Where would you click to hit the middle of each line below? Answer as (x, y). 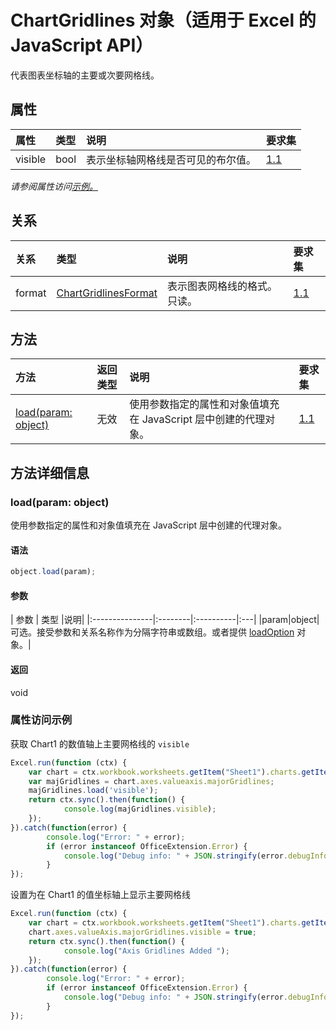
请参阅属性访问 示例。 (54, 186)
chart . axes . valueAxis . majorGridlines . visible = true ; (142, 932)
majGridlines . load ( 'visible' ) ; (93, 791)
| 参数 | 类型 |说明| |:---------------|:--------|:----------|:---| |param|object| (165, 620)
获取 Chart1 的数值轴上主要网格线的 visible (100, 743)
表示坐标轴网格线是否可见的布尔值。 (171, 159)
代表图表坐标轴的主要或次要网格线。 (85, 75)
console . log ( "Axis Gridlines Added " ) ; (146, 951)
